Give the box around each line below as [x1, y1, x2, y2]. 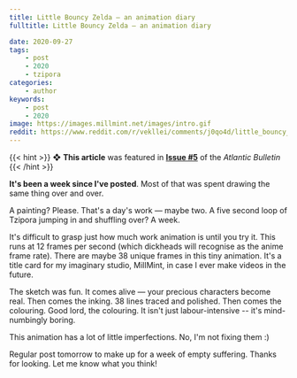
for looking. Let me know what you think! [9, 359, 157, 368]
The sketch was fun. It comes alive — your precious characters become [9, 287, 271, 297]
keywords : [9, 95, 46, 104]
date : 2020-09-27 [9, 37, 73, 46]
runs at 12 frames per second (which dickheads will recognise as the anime [9, 241, 284, 251]
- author [25, 86, 57, 96]
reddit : [9, 127, 38, 137]
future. [9, 269, 34, 280]
